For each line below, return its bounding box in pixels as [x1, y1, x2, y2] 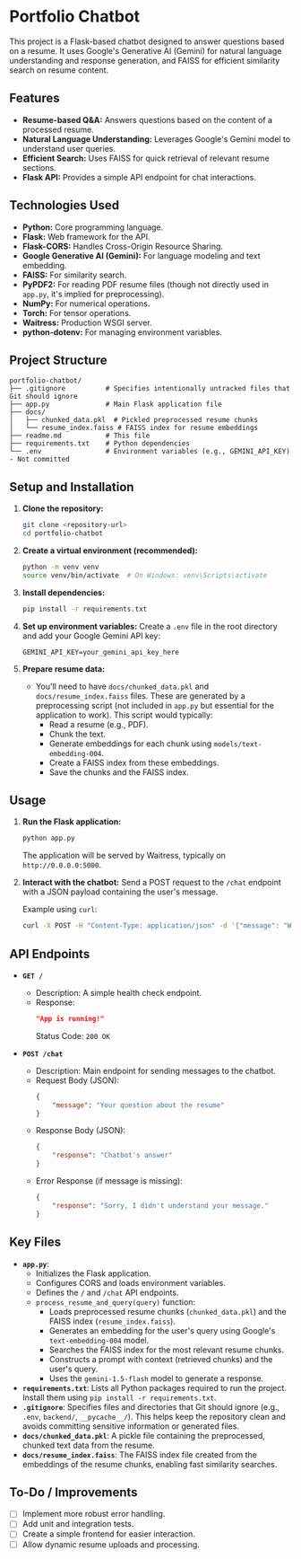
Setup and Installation [9, 479, 134, 495]
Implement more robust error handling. [21, 1509, 166, 1519]
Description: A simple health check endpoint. [35, 987, 202, 998]
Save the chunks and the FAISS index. [48, 766, 190, 778]
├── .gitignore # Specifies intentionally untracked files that [9, 384, 291, 393]
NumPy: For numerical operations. [21, 298, 150, 309]
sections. [21, 162, 56, 172]
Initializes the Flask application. [35, 1268, 151, 1279]
